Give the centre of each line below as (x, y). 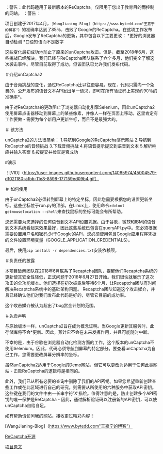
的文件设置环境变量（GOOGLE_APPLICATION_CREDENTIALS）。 (69, 240)
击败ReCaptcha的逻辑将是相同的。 (48, 371)
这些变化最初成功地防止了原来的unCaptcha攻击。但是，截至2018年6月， (77, 52)
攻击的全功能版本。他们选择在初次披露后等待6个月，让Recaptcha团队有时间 (81, 283)
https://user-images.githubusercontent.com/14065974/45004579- (90, 173)
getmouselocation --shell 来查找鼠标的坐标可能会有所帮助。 (65, 211)
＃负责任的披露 (20, 260)
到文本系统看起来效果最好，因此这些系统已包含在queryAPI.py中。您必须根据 (81, 228)
